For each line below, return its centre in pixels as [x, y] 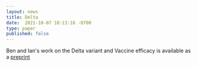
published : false [28, 34]
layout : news [22, 12]
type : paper [21, 28]
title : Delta [22, 17]
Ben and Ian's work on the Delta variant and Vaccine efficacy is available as [99, 51]
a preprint [18, 57]
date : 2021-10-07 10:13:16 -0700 [49, 23]
